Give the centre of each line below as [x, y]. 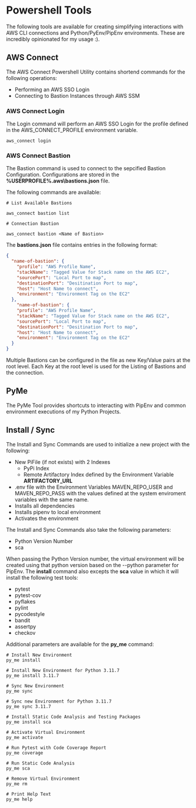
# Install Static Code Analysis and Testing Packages [74, 717]
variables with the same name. [52, 499]
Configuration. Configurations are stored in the [63, 175]
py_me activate [25, 737]
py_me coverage [25, 753]
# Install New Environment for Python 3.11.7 [63, 670]
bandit [22, 620]
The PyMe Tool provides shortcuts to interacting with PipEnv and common [96, 405]
